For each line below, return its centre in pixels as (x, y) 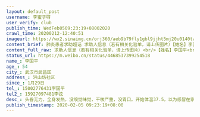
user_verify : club (29, 22)
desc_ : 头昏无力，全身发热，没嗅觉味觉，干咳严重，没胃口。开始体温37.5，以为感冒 (96, 99)
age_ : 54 (17, 66)
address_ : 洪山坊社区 (31, 77)
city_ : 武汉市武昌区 (29, 72)
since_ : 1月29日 (25, 83)
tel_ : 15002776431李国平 (36, 89)
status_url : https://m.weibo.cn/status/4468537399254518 (78, 56)
